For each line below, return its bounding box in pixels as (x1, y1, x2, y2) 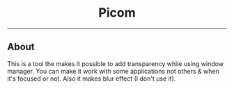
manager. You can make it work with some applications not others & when (7, 67, 219, 75)
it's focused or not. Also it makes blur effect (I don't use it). (7, 74, 176, 83)
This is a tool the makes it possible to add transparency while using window (7, 59, 224, 67)
